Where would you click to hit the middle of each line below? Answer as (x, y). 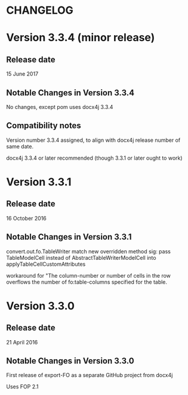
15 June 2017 (22, 74)
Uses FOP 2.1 (22, 387)
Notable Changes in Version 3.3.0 (70, 361)
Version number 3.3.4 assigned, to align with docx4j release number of (93, 140)
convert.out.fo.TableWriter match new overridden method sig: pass (89, 251)
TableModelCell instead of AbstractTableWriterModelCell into (81, 257)
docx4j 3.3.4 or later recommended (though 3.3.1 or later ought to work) (95, 158)
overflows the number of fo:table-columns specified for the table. (87, 282)
